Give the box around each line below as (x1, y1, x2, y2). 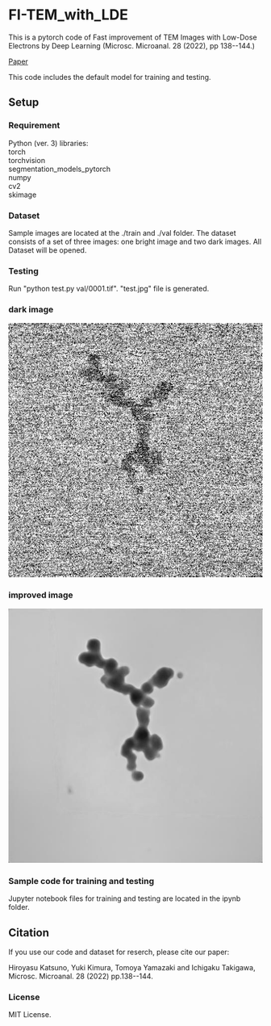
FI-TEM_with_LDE (8, 6, 129, 24)
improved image (8, 589, 74, 601)
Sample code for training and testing (8, 875, 155, 886)
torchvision (8, 155, 46, 165)
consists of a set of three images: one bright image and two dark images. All (8, 237, 262, 246)
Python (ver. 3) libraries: (8, 138, 89, 148)
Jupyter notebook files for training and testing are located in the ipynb (8, 894, 241, 903)
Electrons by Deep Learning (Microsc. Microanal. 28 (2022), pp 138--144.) (8, 40, 256, 50)
